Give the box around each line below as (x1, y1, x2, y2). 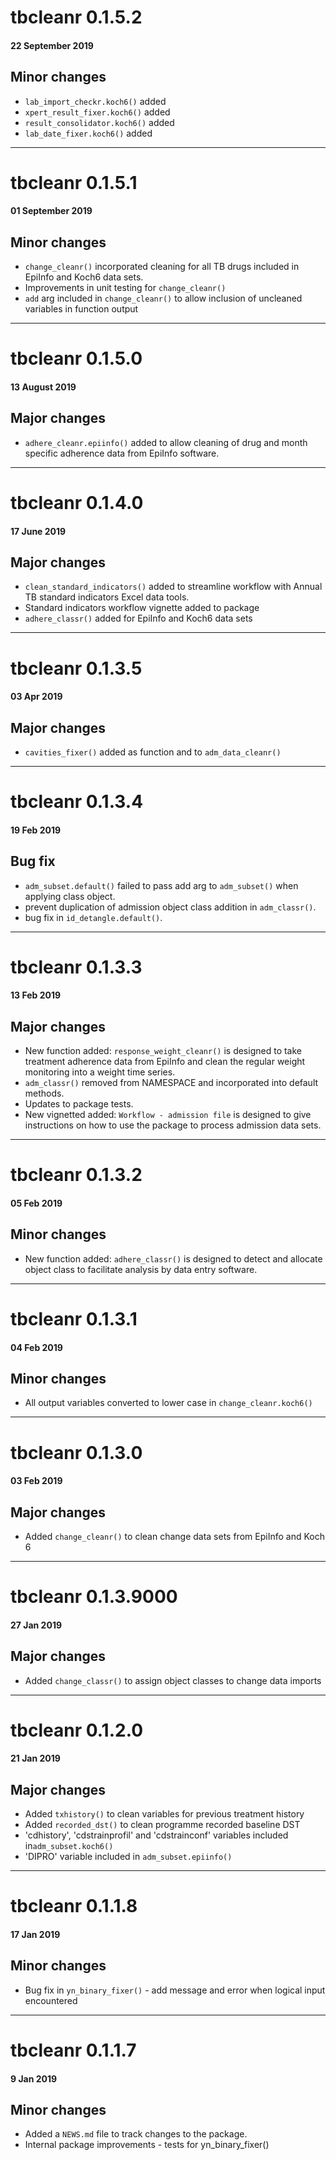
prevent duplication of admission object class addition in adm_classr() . (24, 901, 317, 913)
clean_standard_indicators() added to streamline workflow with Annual (24, 581, 323, 593)
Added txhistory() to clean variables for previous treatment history (24, 1808, 305, 1820)
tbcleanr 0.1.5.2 (10, 6, 143, 29)
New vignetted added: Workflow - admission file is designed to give (24, 1109, 312, 1121)
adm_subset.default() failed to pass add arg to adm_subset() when (24, 879, 299, 891)
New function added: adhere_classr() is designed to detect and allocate (24, 1252, 323, 1265)
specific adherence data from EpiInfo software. (24, 447, 220, 459)
